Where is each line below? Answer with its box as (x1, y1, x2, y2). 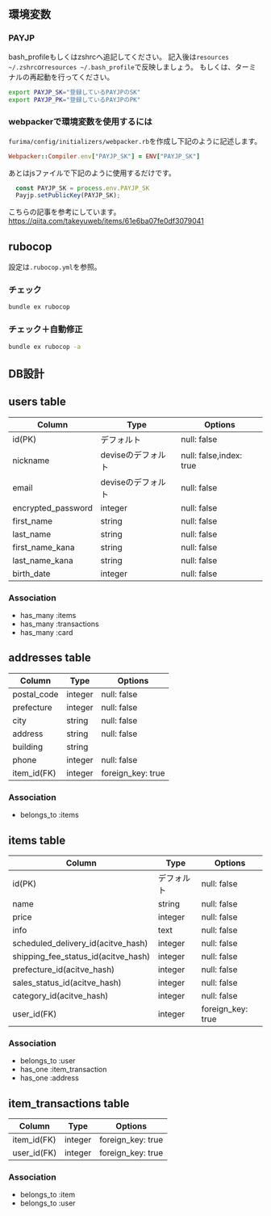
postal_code (12, 688, 59, 700)
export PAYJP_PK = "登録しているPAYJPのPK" (8, 95, 141, 103)
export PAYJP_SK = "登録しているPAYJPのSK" (8, 88, 141, 96)
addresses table (8, 651, 91, 665)
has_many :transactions (19, 619, 99, 629)
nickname (12, 455, 50, 466)
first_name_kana (12, 541, 75, 553)
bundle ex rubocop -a (8, 343, 81, 351)
